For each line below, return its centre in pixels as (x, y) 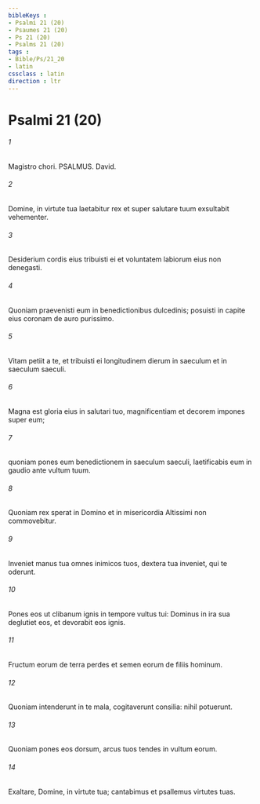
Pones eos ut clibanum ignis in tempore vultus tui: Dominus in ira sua (119, 614)
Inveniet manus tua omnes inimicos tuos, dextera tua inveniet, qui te (118, 563)
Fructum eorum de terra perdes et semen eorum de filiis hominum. (116, 664)
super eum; (27, 419)
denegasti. (25, 268)
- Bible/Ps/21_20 (36, 60)
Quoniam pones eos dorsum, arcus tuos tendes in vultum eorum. (113, 749)
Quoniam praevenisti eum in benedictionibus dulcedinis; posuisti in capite (127, 310)
